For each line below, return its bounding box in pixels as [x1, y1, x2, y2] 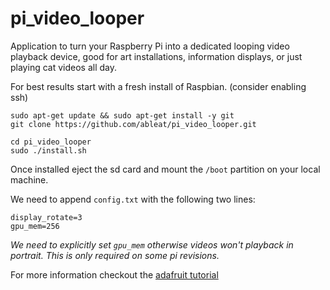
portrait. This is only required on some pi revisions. [10, 249, 220, 261]
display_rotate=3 [10, 212, 83, 222]
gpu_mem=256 [10, 221, 60, 231]
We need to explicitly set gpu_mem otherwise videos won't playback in [10, 238, 294, 251]
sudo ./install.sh [10, 145, 87, 156]
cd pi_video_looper [10, 137, 92, 147]
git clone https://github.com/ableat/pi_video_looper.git [10, 119, 257, 129]
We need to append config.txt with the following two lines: [10, 193, 256, 205]
